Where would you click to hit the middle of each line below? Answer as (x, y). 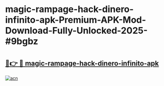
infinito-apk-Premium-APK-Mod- (76, 20)
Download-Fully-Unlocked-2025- (76, 31)
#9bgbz (22, 41)
